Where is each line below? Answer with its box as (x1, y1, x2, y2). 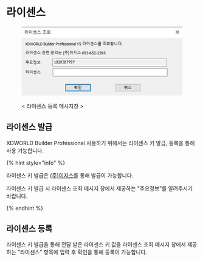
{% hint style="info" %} (6, 159, 66, 166)
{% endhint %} (6, 204, 44, 212)
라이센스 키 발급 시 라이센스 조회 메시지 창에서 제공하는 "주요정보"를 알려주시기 (6, 184, 193, 192)
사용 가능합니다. (6, 147, 44, 154)
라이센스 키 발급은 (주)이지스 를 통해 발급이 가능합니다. (6, 171, 134, 179)
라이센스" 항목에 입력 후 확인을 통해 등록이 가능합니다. (20, 248, 148, 256)
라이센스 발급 (6, 122, 53, 132)
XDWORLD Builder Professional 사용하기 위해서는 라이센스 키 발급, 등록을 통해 (6, 139, 195, 146)
